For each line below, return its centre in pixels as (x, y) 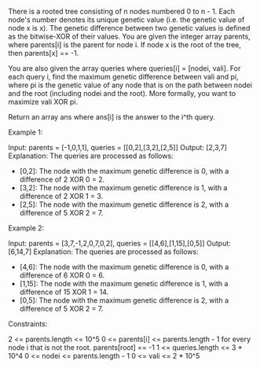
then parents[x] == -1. (44, 53)
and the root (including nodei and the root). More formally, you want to (122, 93)
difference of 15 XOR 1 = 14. (64, 292)
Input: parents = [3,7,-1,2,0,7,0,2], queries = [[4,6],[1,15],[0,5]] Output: (120, 243)
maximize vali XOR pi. (43, 102)
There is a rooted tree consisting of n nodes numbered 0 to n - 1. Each (122, 11)
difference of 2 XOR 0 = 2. (62, 179)
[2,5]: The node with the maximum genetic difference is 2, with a (124, 204)
